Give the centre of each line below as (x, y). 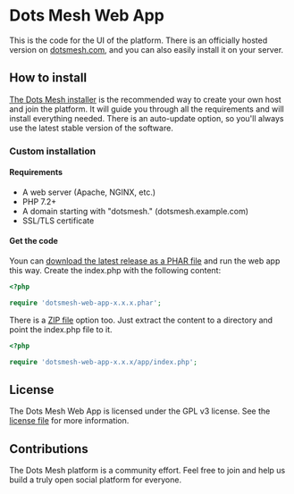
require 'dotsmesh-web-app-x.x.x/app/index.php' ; (104, 362)
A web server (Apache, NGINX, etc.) (89, 192)
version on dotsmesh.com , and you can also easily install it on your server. (147, 49)
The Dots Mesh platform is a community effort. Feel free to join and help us (147, 471)
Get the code (34, 241)
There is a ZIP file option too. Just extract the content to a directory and (141, 320)
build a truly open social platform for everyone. (95, 480)
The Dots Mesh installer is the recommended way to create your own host (145, 99)
